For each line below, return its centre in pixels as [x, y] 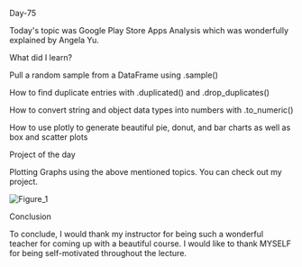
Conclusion [31, 216]
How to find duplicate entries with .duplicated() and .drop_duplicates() [140, 92]
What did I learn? [41, 57]
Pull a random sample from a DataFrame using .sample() [114, 75]
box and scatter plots [49, 137]
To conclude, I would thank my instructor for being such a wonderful [137, 234]
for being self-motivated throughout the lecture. [98, 253]
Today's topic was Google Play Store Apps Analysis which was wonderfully [149, 30]
